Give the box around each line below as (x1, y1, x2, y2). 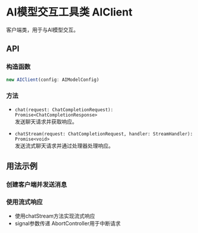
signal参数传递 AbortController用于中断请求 (14, 220, 121, 227)
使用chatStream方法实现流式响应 (14, 212, 95, 220)
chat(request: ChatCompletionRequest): (14, 106, 114, 113)
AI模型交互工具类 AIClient (6, 5, 133, 19)
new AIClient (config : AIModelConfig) (6, 77, 100, 83)
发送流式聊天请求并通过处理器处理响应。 (14, 142, 114, 149)
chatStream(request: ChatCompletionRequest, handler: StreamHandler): (14, 131, 193, 137)
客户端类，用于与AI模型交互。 (6, 26, 79, 33)
